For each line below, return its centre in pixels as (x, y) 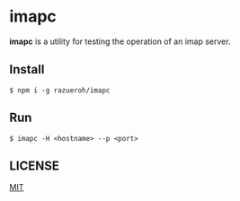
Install (27, 70)
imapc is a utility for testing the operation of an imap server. (120, 41)
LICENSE (35, 166)
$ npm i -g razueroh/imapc (60, 90)
